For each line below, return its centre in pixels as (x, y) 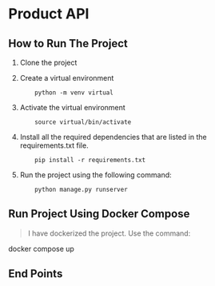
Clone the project (48, 62)
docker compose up (41, 248)
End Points (36, 274)
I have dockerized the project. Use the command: (109, 233)
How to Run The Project (68, 44)
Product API (49, 14)
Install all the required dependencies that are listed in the (113, 137)
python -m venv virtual (74, 93)
